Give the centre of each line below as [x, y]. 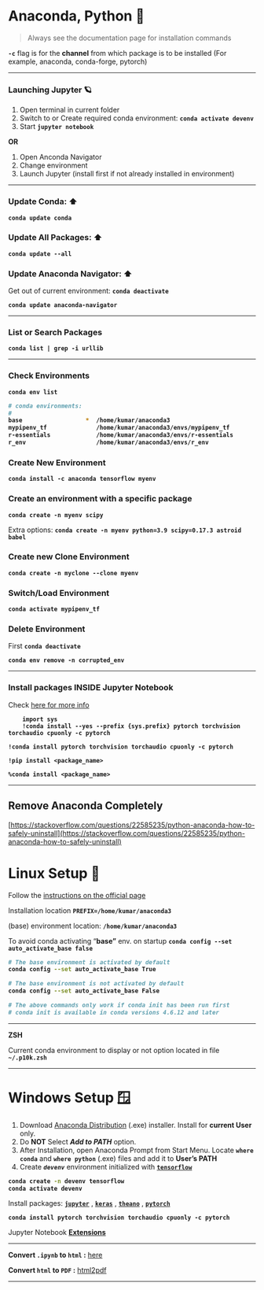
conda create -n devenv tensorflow [66, 1181]
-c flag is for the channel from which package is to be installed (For [117, 53]
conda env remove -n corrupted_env [66, 660]
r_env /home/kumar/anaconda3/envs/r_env [109, 443]
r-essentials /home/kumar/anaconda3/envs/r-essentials [121, 435]
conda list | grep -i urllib [56, 349]
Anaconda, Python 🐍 [77, 16]
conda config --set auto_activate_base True [82, 970]
